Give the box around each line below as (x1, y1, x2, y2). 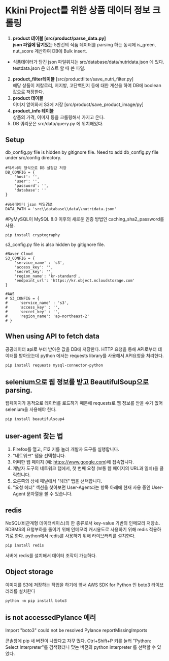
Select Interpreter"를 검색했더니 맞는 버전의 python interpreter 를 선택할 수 (5, 644, 156, 650)
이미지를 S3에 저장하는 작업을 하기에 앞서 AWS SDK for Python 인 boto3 (5, 582, 151, 588)
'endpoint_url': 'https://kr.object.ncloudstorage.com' (14, 278, 136, 283)
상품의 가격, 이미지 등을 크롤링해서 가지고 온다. (12, 114, 105, 120)
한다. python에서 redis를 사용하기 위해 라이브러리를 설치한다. (14, 533, 136, 539)
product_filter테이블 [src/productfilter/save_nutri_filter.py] (12, 76, 133, 82)
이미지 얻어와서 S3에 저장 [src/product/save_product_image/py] (12, 101, 144, 107)
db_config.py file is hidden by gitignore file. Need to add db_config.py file (5, 149, 159, 155)
